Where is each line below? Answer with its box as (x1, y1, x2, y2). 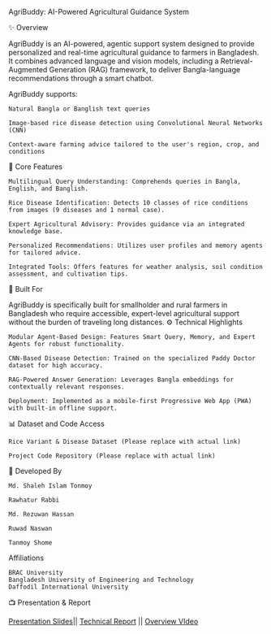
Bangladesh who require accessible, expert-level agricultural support (8, 309, 239, 318)
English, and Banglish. (8, 185, 89, 193)
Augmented (8, 65, 48, 74)
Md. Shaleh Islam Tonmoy (8, 482, 92, 490)
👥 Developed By (8, 467, 62, 475)
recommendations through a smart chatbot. (8, 73, 154, 83)
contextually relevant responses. (8, 383, 126, 391)
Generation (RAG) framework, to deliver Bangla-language (49, 65, 241, 74)
